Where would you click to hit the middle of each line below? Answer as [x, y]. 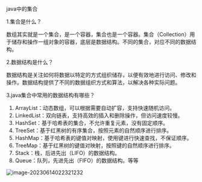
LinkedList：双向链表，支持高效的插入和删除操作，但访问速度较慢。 [99, 115]
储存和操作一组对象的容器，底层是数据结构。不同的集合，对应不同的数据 [101, 42]
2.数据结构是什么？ [30, 62]
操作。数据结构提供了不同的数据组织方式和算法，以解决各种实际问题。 [93, 82]
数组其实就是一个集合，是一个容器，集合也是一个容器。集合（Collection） [98, 34]
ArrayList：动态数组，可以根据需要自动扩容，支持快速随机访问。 [95, 108]
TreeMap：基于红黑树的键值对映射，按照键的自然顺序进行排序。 [95, 145]
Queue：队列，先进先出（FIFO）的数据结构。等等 [77, 160]
